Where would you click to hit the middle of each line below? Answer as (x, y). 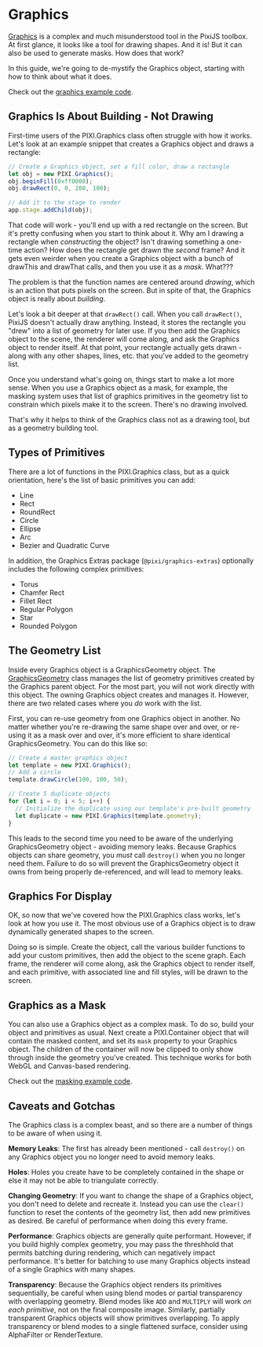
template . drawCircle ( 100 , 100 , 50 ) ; (68, 780)
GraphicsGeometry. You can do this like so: (78, 743)
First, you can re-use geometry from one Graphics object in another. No (124, 718)
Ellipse (30, 528)
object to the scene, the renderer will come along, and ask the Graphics (124, 339)
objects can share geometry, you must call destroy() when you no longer (127, 855)
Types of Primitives (57, 453)
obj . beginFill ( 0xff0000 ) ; (50, 181)
